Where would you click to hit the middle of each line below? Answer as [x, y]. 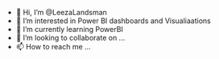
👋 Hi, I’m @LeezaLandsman [61, 12]
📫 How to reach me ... [53, 47]
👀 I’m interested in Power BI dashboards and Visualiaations [114, 21]
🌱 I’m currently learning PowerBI [69, 29]
